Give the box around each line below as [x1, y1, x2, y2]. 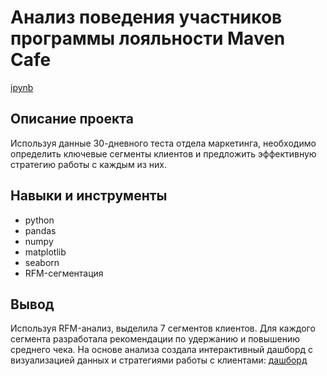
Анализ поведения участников [10, 6, 283, 29]
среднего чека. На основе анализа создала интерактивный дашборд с [10, 344, 314, 356]
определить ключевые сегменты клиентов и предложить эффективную [10, 147, 317, 160]
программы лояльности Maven [10, 27, 286, 50]
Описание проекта [10, 111, 134, 128]
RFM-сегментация [24, 267, 104, 279]
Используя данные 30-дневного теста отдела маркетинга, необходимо [10, 137, 317, 149]
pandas [24, 224, 57, 236]
